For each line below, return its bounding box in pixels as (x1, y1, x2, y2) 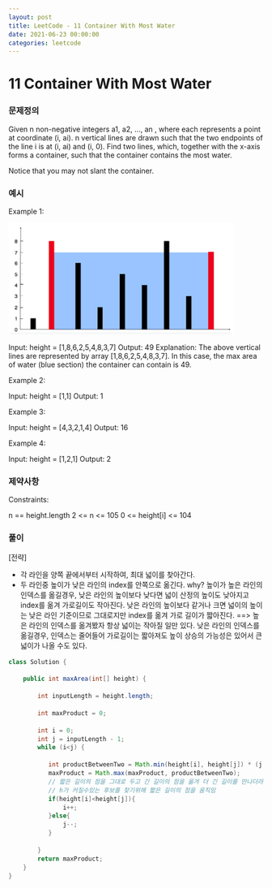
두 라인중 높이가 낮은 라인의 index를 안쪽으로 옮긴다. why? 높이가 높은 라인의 (19, 580, 263, 589)
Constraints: (8, 495, 49, 505)
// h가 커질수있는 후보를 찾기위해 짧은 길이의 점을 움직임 (48, 786, 216, 795)
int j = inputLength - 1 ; (37, 735, 125, 743)
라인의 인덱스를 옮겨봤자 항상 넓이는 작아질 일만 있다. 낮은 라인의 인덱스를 (28, 620, 261, 630)
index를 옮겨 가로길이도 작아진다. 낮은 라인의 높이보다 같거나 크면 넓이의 (19, 600, 249, 610)
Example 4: (8, 438, 46, 448)
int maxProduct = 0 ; (37, 709, 107, 718)
